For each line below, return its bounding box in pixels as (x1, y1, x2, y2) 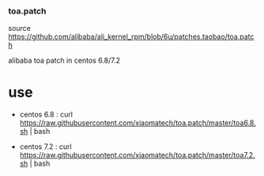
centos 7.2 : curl (19, 142, 73, 151)
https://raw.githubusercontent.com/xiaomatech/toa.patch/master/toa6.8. (19, 118, 256, 128)
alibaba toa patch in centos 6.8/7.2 (8, 55, 121, 65)
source (8, 24, 32, 33)
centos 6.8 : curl (19, 109, 74, 120)
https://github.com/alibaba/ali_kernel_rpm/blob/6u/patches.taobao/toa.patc (8, 32, 255, 41)
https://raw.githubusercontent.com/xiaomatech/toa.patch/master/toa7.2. (19, 151, 255, 160)
